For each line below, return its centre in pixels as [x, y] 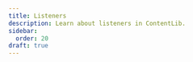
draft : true [28, 46]
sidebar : [23, 31]
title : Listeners [38, 16]
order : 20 [32, 38]
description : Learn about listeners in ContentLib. [97, 23]
